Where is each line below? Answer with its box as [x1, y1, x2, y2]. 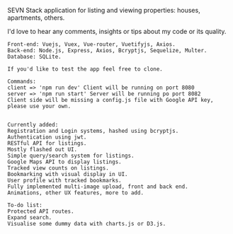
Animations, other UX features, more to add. [7, 189, 144, 197]
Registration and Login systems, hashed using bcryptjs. [7, 127, 179, 134]
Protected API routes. [7, 208, 74, 215]
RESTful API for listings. [7, 140, 87, 147]
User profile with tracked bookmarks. [7, 177, 122, 184]
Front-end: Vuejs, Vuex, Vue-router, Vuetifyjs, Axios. [7, 41, 176, 48]
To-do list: [7, 201, 42, 209]
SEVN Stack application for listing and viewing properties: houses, [7, 6, 200, 14]
